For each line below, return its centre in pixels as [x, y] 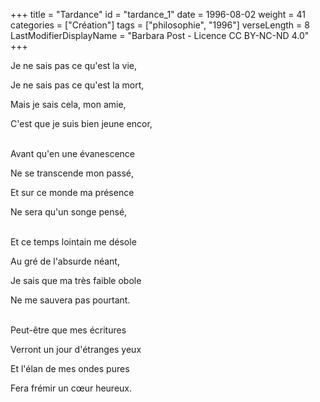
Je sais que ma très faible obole [76, 280]
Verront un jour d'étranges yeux [76, 349]
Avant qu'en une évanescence [72, 153]
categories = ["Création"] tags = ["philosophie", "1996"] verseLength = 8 [160, 25]
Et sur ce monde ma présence [72, 192]
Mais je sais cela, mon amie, [68, 104]
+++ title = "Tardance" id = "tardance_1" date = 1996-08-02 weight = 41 [158, 14]
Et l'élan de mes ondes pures [70, 368]
